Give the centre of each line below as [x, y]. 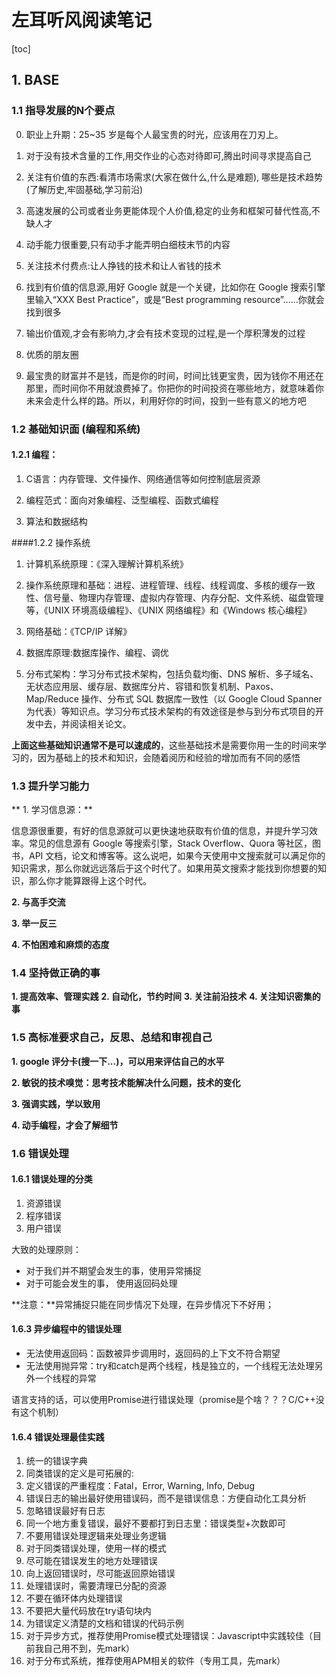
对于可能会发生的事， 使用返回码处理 [101, 1283]
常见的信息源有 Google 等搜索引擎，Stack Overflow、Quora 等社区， [170, 843]
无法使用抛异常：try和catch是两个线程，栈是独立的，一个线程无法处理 [170, 1365]
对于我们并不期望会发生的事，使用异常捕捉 [113, 1270]
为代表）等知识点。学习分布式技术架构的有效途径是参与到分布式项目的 [170, 711]
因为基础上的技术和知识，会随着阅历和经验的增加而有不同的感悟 [169, 757]
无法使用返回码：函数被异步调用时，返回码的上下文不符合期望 [153, 1353]
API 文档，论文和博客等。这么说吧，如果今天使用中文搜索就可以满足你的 [177, 856]
